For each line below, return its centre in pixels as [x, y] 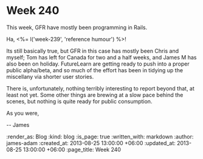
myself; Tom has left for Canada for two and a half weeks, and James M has [101, 57]
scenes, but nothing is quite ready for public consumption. [79, 101]
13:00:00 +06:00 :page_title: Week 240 [72, 149]
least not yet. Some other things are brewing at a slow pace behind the [95, 95]
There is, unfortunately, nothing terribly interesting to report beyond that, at [100, 88]
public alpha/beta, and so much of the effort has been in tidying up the [95, 70]
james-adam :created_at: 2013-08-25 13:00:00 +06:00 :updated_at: [91, 143]
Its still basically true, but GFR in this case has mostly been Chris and [93, 51]
